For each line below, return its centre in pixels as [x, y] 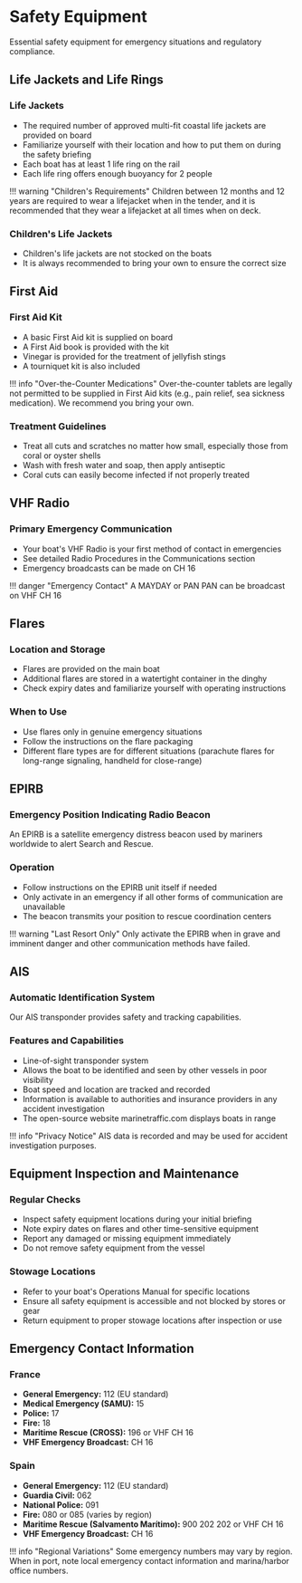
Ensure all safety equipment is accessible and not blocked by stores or [154, 1300]
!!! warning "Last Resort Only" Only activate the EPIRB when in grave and [145, 934]
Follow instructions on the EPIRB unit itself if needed [119, 887]
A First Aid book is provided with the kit [96, 347]
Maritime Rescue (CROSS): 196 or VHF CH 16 [108, 1433]
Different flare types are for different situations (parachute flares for [148, 751]
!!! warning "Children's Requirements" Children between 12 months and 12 [147, 191]
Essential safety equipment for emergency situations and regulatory [136, 42]
